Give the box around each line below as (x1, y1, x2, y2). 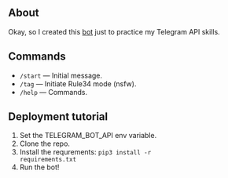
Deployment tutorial (8, 110, 108, 124)
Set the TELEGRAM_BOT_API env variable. (19, 131, 157, 140)
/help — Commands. (19, 87, 88, 96)
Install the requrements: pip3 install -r (19, 147, 152, 157)
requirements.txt (19, 156, 77, 164)
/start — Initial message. (19, 71, 103, 80)
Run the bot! (19, 162, 60, 172)
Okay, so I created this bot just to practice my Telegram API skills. (8, 27, 220, 36)
